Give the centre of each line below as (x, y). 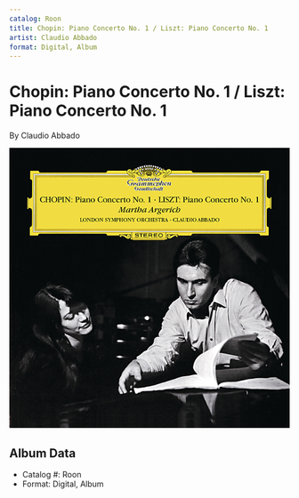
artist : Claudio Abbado (53, 37)
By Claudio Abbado (44, 136)
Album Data (43, 453)
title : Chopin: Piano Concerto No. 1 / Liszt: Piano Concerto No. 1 (139, 28)
